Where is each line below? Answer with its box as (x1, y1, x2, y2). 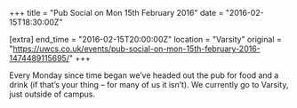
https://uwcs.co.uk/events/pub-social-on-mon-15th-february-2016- (12, 43, 261, 54)
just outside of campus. (9, 89, 96, 99)
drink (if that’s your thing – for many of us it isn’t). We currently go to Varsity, (9, 80, 289, 89)
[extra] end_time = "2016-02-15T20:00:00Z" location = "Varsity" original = (9, 35, 282, 44)
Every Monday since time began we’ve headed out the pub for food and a (9, 70, 279, 81)
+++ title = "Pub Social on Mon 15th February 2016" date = (9, 8, 224, 18)
